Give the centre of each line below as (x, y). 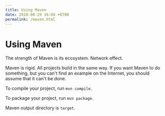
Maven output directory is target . (40, 108)
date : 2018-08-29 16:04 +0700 (37, 15)
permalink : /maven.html (30, 19)
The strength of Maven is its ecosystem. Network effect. (64, 58)
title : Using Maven (26, 10)
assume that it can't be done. (36, 79)
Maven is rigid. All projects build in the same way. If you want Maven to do (83, 68)
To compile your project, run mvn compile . (49, 88)
